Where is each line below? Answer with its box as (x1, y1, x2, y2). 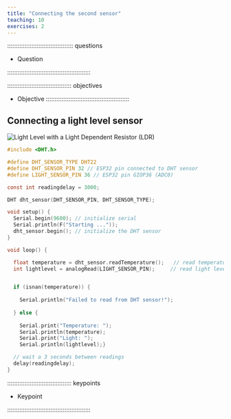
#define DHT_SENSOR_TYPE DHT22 (7, 159, 97, 166)
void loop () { (7, 247, 48, 253)
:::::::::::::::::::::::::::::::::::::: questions (7, 42, 103, 50)
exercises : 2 (7, 23, 45, 30)
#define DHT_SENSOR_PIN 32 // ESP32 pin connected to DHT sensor (7, 165, 198, 172)
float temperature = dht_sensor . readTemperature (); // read (13, 259, 195, 266)
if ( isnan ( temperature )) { (13, 284, 91, 291)
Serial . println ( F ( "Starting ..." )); (13, 221, 118, 229)
